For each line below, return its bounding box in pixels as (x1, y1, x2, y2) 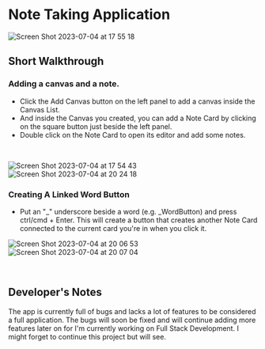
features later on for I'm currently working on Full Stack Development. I (8, 323, 240, 333)
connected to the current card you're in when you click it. (19, 223, 207, 233)
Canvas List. (19, 104, 61, 114)
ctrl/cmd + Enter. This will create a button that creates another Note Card (19, 215, 258, 225)
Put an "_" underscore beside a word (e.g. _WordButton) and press (19, 207, 237, 216)
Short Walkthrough (8, 55, 104, 68)
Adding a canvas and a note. (8, 78, 120, 89)
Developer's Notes (8, 286, 103, 299)
